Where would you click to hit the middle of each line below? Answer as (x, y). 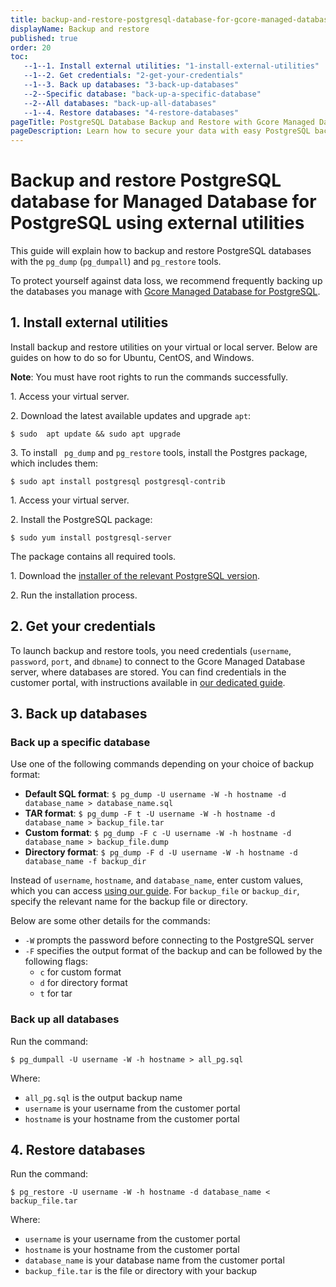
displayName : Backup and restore (80, 29)
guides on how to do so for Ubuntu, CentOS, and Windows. (132, 357)
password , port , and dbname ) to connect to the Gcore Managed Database (158, 661)
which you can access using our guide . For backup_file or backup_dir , (155, 891)
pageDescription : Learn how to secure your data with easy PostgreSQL (160, 131)
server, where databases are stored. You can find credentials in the (148, 672)
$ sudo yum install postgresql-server (91, 537)
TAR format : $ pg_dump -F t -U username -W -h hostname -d (150, 813)
